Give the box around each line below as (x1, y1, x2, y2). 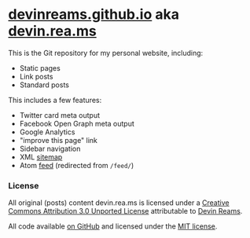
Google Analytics (19, 127, 75, 137)
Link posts (19, 71, 53, 81)
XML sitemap (19, 152, 63, 162)
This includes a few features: (8, 95, 102, 104)
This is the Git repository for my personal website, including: (8, 48, 204, 57)
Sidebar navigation (19, 144, 81, 153)
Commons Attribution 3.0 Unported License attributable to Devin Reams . (8, 207, 243, 216)
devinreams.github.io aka (8, 5, 179, 24)
